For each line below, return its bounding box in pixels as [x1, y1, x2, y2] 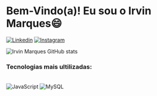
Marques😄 [6, 17, 62, 30]
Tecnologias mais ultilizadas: [6, 62, 92, 71]
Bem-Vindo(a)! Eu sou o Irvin [6, 4, 152, 18]
